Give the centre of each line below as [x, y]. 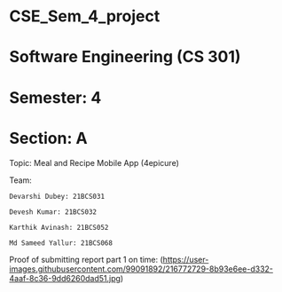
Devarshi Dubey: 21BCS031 [57, 196]
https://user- [186, 259]
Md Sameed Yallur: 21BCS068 [61, 243]
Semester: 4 [55, 97]
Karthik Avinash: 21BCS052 [59, 227]
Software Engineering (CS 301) [125, 57]
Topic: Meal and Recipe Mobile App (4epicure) [94, 162]
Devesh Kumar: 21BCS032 [53, 212]
